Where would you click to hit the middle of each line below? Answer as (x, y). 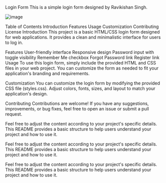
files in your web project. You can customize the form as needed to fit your (82, 68)
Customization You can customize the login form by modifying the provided (83, 83)
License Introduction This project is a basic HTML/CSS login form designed (83, 32)
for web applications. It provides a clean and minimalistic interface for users (83, 37)
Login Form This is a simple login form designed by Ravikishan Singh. (77, 7)
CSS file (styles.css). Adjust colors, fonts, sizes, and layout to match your (80, 88)
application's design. (27, 94)
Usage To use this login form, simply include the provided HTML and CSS (81, 63)
